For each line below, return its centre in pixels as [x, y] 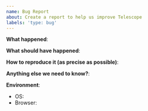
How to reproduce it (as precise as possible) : [62, 62]
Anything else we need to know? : [48, 74]
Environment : [23, 85]
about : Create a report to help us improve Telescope [74, 17]
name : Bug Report [28, 12]
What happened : [27, 40]
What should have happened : [43, 51]
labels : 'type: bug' [32, 22]
